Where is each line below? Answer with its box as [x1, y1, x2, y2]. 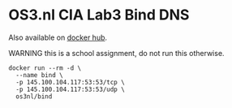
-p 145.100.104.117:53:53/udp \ [15, 85, 126, 93]
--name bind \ [15, 71, 63, 79]
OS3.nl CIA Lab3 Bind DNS [8, 6, 190, 24]
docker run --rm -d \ [8, 63, 82, 72]
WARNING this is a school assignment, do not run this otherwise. [8, 48, 225, 58]
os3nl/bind [15, 92, 53, 101]
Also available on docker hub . [8, 32, 108, 42]
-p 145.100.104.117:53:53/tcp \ [15, 78, 126, 86]
